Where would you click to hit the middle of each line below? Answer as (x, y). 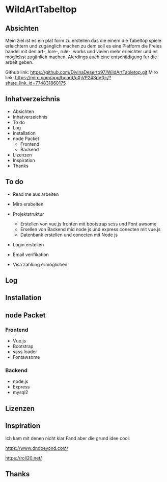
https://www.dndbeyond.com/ (37, 448)
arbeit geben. (19, 62)
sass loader (25, 352)
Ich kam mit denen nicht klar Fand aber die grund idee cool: (68, 438)
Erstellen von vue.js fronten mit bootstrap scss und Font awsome (88, 224)
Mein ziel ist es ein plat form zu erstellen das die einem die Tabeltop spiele (83, 40)
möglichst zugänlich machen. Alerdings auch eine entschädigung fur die (81, 57)
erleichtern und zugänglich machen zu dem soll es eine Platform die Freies (83, 46)
